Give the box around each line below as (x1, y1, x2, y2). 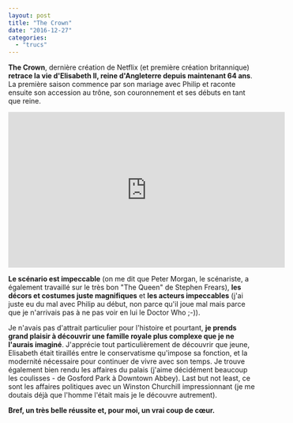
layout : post (8, 11, 51, 20)
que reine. (8, 96, 42, 106)
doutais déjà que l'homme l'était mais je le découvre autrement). (8, 391, 217, 400)
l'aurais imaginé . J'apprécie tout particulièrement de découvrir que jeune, (8, 340, 250, 349)
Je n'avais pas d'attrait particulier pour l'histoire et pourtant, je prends (8, 323, 237, 333)
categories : (8, 33, 47, 42)
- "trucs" (15, 41, 47, 49)
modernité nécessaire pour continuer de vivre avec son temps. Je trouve (8, 357, 246, 366)
